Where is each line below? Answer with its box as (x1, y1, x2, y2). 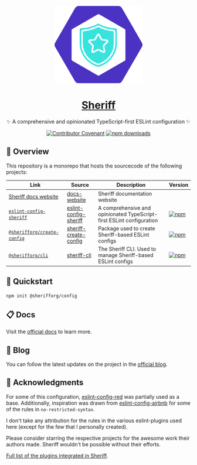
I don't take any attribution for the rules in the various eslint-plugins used (6, 417, 182, 424)
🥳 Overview (6, 146, 49, 157)
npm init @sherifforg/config (6, 293, 77, 299)
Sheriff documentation (98, 190, 152, 197)
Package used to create (98, 225, 155, 232)
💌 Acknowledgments (6, 378, 84, 388)
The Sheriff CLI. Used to (98, 245, 157, 252)
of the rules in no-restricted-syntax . (6, 405, 95, 412)
